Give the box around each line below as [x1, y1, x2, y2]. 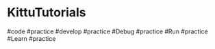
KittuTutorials [7, 5, 86, 20]
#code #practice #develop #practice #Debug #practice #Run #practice [7, 27, 208, 35]
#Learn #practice [7, 34, 56, 42]
